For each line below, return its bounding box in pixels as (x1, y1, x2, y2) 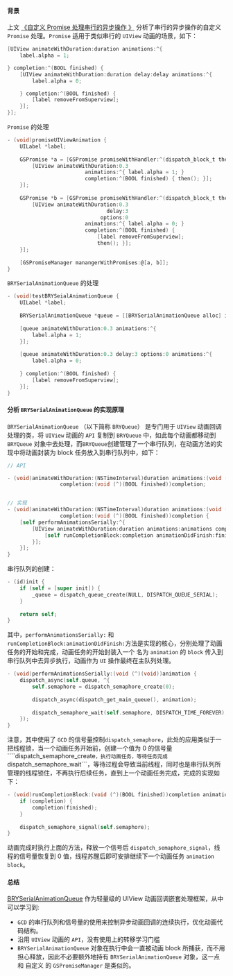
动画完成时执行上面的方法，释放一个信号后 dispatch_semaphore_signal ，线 (7, 844, 221, 852)
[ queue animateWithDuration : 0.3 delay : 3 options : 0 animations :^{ (19, 351, 213, 358)
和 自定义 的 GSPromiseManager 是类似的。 (17, 961, 135, 970)
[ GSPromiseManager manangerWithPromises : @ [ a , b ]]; (19, 259, 169, 266)
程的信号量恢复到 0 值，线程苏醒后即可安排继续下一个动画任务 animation (7, 852, 215, 860)
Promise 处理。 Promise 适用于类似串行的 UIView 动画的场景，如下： (7, 32, 198, 40)
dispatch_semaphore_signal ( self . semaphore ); (19, 823, 150, 830)
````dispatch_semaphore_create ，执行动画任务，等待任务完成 (7, 752, 168, 760)
